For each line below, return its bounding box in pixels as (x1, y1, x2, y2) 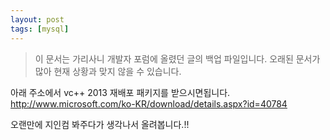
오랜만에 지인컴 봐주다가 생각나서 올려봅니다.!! (10, 118, 190, 130)
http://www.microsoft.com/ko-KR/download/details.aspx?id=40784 (10, 97, 288, 110)
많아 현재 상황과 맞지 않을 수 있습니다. (34, 65, 182, 77)
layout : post (10, 14, 65, 25)
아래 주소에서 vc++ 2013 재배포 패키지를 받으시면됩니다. (10, 86, 231, 98)
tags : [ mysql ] (10, 24, 70, 34)
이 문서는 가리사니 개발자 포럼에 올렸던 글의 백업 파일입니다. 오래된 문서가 (34, 52, 321, 65)
